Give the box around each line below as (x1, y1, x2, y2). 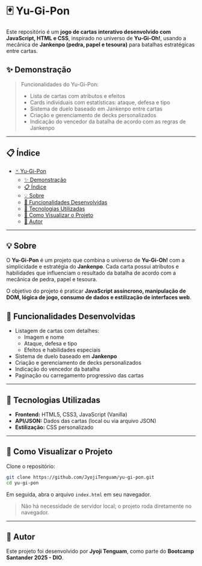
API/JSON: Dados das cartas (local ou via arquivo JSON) (14, 418, 156, 424)
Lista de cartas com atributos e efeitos (29, 92, 126, 99)
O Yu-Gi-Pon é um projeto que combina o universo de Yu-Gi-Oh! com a (6, 257, 185, 264)
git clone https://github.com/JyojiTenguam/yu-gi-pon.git (6, 474, 155, 480)
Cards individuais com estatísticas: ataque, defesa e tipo (29, 99, 170, 106)
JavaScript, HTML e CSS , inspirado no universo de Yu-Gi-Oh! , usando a (6, 34, 186, 41)
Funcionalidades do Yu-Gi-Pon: (20, 81, 99, 88)
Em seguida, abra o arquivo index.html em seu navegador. (6, 490, 151, 498)
